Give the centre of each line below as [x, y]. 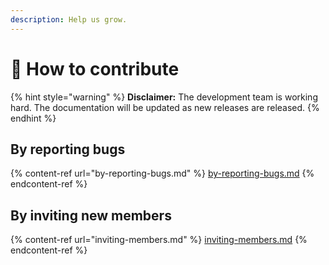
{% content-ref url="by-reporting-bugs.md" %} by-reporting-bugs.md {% [162, 173]
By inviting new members [91, 215]
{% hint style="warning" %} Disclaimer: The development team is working [164, 97]
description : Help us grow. [69, 19]
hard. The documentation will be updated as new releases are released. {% [165, 107]
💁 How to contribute [95, 68]
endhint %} [33, 118]
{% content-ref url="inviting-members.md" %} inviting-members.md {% [159, 240]
